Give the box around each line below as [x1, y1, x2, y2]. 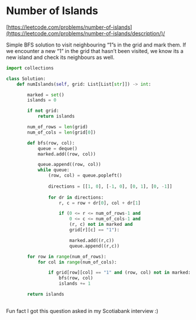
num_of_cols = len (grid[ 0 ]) [27, 129, 96, 135]
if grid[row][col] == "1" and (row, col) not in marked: [48, 269, 191, 276]
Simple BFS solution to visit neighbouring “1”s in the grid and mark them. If [6, 41, 187, 48]
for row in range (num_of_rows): [27, 254, 107, 259]
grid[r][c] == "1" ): [69, 227, 119, 233]
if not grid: [27, 108, 59, 114]
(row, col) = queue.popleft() [48, 172, 122, 179]
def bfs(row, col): [27, 140, 75, 146]
